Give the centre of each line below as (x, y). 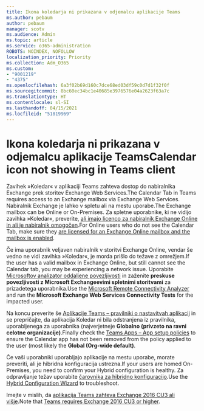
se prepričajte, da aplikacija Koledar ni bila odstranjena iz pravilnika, (91, 320)
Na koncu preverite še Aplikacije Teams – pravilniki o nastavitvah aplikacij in (101, 313)
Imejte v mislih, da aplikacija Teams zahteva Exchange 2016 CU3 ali (90, 395)
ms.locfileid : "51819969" (39, 114)
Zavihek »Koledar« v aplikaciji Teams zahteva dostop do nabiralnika (91, 187)
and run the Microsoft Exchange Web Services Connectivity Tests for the (100, 295)
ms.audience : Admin (31, 35)
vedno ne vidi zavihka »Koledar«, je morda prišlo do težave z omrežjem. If (98, 257)
